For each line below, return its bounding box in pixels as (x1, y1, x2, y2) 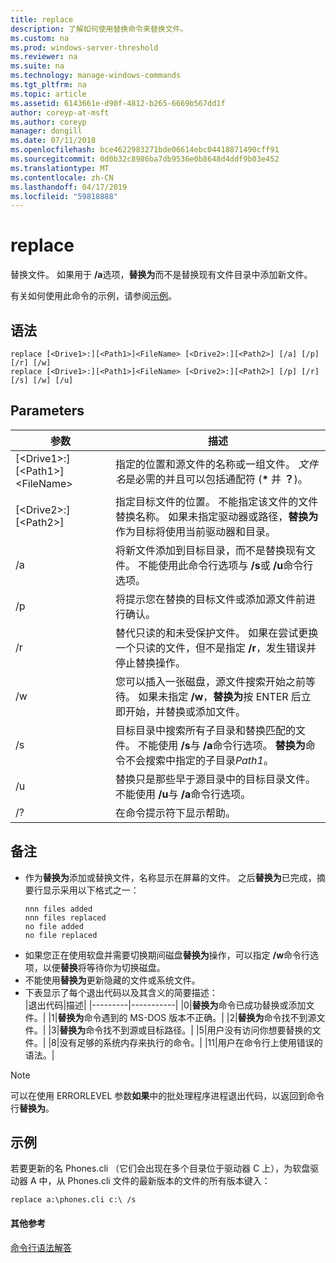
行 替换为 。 (10, 1102, 55, 1114)
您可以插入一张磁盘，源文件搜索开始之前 (114, 674, 306, 688)
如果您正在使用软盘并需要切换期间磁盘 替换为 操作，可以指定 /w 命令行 (24, 949, 311, 961)
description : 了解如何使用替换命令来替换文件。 (10, 24, 188, 34)
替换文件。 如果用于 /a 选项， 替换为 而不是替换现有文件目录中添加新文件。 (10, 269, 313, 281)
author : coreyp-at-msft (10, 107, 110, 118)
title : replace (10, 14, 74, 25)
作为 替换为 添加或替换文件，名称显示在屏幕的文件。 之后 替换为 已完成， (24, 871, 317, 883)
